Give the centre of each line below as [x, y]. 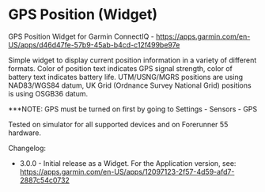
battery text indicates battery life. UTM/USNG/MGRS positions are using [126, 77]
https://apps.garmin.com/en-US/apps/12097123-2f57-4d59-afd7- [127, 171]
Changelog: [27, 148]
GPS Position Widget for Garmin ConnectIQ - [81, 36]
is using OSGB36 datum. [48, 93]
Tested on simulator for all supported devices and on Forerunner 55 [118, 124]
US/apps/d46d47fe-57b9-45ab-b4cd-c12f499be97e [94, 44]
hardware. [25, 133]
